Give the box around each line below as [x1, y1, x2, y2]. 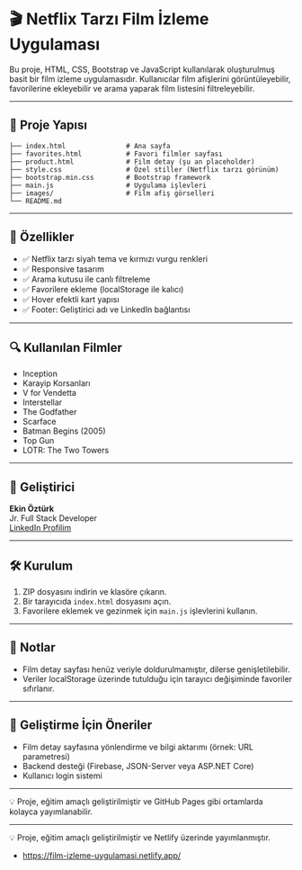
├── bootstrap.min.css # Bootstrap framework [9, 173, 211, 182]
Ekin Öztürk [9, 503, 55, 515]
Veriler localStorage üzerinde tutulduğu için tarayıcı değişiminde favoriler [22, 673, 293, 684]
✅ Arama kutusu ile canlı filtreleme [22, 274, 151, 284]
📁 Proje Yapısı [9, 118, 88, 133]
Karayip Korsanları [22, 378, 91, 389]
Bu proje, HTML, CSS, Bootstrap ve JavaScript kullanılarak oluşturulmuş [9, 64, 276, 75]
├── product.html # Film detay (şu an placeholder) [9, 157, 255, 166]
